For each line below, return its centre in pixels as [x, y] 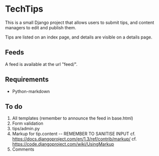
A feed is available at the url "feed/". [41, 64]
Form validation [28, 123]
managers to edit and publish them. [41, 27]
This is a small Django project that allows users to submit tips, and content [80, 22]
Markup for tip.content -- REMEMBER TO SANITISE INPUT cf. [74, 134]
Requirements [27, 80]
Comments [23, 149]
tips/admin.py [26, 129]
